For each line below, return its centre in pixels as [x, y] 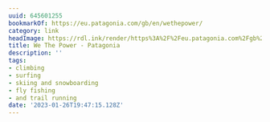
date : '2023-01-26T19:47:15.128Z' [66, 105]
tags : [17, 61]
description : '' [35, 53]
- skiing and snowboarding [53, 83]
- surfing [25, 75]
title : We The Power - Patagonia [64, 46]
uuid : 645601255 [35, 16]
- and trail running [43, 98]
